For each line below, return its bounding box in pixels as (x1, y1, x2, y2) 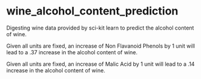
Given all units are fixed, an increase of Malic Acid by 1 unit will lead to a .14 (6, 60, 195, 68)
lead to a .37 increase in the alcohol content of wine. (6, 48, 138, 55)
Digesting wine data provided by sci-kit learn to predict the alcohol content (6, 24, 194, 31)
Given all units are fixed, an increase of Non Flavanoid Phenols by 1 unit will (6, 42, 195, 49)
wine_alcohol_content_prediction (6, 4, 178, 18)
